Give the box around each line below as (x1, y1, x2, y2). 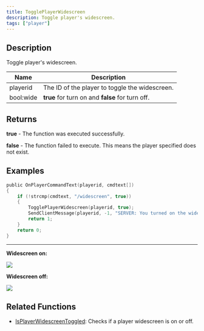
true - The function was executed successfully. (6, 130, 125, 137)
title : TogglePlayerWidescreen (6, 9, 86, 15)
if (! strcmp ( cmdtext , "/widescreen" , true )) (17, 193, 132, 199)
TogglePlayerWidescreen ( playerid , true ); (28, 205, 135, 211)
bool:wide (9, 94, 38, 102)
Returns (6, 114, 38, 125)
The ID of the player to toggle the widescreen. (43, 83, 174, 92)
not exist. (6, 148, 30, 155)
